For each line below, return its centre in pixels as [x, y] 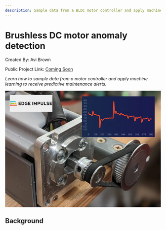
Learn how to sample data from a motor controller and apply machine [77, 78]
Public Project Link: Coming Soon [39, 69]
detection [25, 46]
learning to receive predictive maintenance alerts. [56, 84]
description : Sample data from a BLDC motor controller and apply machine [84, 10]
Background [24, 221]
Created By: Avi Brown [28, 60]
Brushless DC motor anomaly [66, 35]
